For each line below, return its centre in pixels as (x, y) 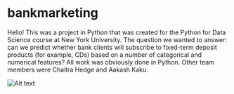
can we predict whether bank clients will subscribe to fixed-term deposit (112, 47)
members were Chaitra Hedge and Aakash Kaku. (78, 69)
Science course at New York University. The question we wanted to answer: (117, 39)
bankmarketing (53, 13)
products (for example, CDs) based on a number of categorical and (105, 55)
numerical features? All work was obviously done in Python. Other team (111, 62)
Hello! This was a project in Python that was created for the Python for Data (117, 32)
